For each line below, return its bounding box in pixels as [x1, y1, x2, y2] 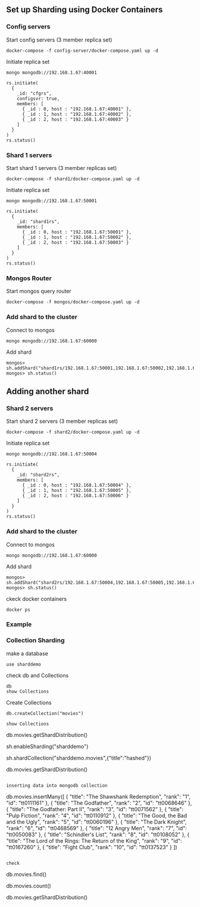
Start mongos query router [6, 288, 71, 295]
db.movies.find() [6, 871, 47, 878]
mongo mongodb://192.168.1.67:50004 [6, 451, 97, 457]
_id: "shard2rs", [17, 472, 60, 478]
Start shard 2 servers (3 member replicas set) [6, 418, 118, 425]
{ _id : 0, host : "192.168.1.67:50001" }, [21, 229, 132, 235]
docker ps [6, 607, 31, 613]
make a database [6, 649, 49, 657]
